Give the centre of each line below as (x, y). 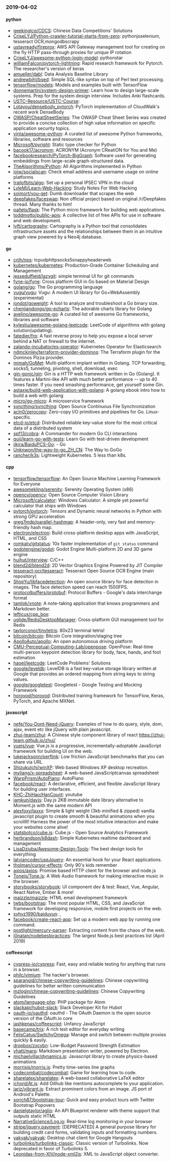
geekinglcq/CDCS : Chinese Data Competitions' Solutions (73, 31)
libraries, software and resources (48, 139)
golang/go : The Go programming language (58, 287)
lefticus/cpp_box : (31, 614)
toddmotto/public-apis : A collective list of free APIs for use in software (87, 215)
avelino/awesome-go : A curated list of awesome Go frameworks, (81, 314)
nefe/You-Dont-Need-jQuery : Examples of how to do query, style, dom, (88, 724)
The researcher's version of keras (49, 69)
